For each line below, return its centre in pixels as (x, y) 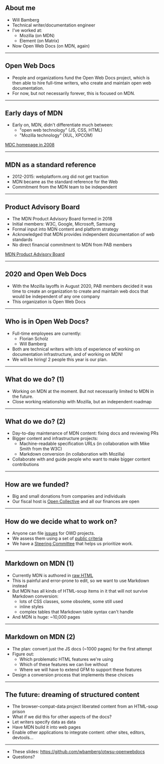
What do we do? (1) (35, 380)
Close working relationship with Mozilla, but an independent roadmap (82, 401)
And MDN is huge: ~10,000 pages (46, 617)
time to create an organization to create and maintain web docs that (80, 291)
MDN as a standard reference (51, 165)
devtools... (23, 738)
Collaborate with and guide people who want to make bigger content (81, 459)
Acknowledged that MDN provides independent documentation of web (83, 234)
